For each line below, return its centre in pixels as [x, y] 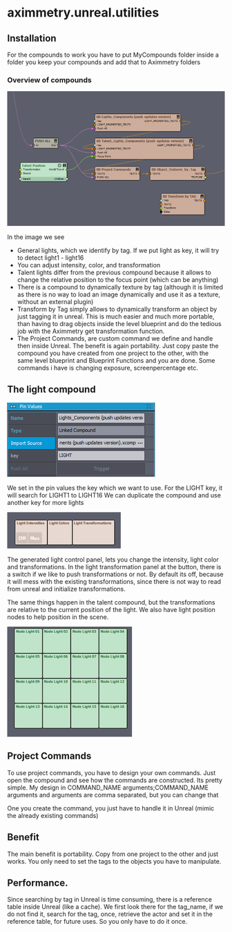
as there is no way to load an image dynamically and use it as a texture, [119, 294]
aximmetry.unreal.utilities [83, 13]
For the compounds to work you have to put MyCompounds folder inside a [113, 55]
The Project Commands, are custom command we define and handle [115, 339]
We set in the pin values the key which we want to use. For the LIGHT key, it [115, 488]
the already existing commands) [53, 815]
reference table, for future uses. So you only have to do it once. [97, 922]
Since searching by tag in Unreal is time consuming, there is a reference [110, 900]
